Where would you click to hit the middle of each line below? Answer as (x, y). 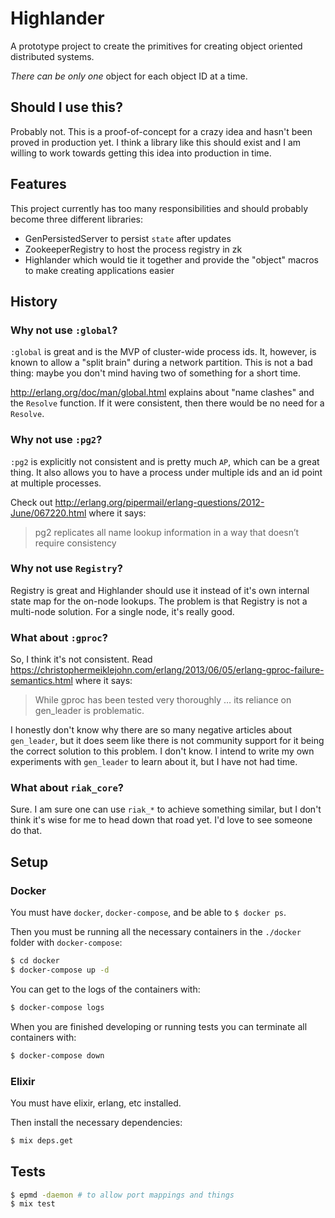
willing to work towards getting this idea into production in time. (141, 153)
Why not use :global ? (64, 330)
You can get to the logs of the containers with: (105, 989)
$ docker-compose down (57, 1055)
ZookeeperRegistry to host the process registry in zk (133, 249)
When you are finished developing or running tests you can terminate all (159, 1026)
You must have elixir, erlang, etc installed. (96, 1103)
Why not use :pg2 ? (56, 440)
